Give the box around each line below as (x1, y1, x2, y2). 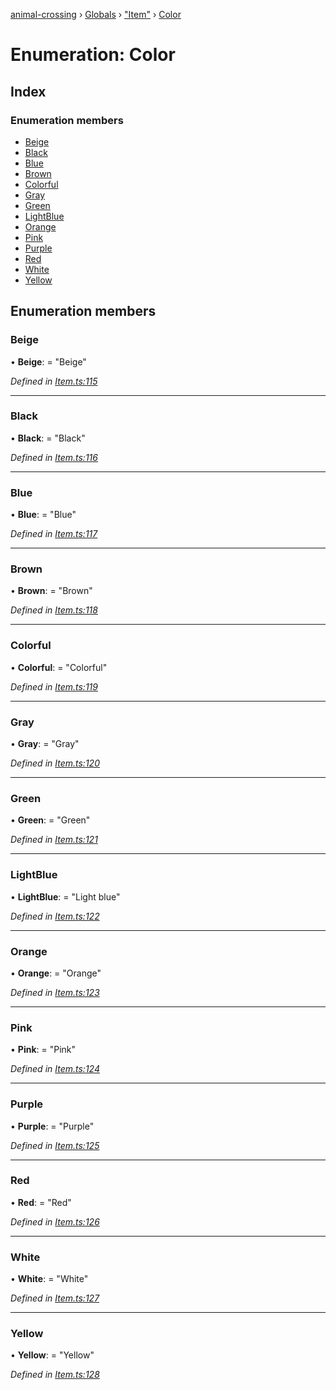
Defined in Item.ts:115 (10, 375, 98, 387)
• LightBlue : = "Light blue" (10, 890, 121, 903)
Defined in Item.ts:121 (10, 834, 98, 846)
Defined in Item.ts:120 (10, 757, 100, 769)
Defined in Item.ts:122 (10, 910, 100, 922)
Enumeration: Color (10, 44, 176, 66)
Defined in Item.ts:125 (10, 1139, 100, 1151)
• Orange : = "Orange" (10, 967, 102, 979)
